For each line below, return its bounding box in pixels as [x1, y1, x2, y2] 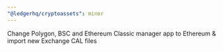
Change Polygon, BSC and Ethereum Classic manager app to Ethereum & [7, 29, 217, 37]
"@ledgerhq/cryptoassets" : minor [7, 10, 104, 17]
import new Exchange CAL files [7, 36, 97, 45]
